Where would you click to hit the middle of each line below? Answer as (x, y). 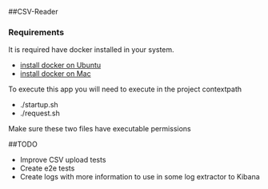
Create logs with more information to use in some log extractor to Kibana (140, 177)
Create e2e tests (47, 168)
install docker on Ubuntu (60, 65)
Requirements (36, 32)
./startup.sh (39, 105)
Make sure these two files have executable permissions (100, 129)
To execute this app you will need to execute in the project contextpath (125, 89)
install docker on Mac (55, 74)
